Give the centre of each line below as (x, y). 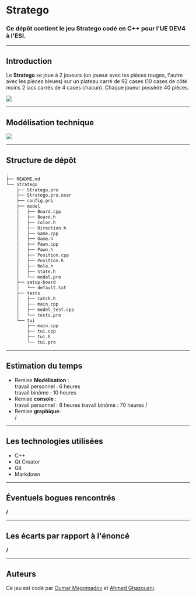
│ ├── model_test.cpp (45, 310)
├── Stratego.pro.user (44, 195)
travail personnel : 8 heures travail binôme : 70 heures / (81, 405)
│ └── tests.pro (39, 315)
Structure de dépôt (41, 160)
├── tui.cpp (42, 331)
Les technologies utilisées (55, 442)
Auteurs (21, 574)
